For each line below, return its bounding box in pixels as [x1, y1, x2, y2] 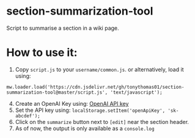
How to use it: [6, 46, 78, 60]
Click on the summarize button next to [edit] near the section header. [15, 118, 189, 125]
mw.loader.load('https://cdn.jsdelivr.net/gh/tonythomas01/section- [6, 84, 185, 90]
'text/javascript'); [110, 89, 163, 95]
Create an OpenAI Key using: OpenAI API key [15, 100, 129, 107]
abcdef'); [15, 112, 41, 119]
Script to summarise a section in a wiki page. [6, 24, 119, 32]
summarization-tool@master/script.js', [6, 89, 108, 95]
